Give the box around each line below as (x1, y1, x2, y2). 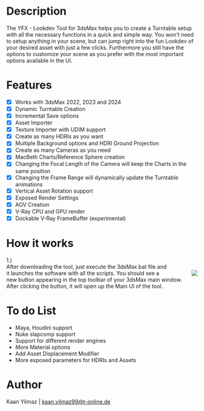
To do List (6, 304, 56, 318)
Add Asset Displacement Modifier (15, 349, 100, 357)
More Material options (15, 343, 71, 351)
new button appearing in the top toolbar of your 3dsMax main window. (6, 276, 182, 283)
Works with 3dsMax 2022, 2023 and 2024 (15, 98, 121, 105)
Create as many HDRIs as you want (15, 133, 104, 140)
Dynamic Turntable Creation (15, 105, 86, 112)
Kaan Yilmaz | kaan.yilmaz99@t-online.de (6, 398, 111, 405)
